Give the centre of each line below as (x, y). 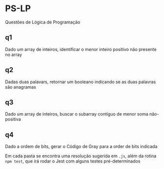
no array (13, 54)
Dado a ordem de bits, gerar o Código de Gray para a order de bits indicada (81, 146)
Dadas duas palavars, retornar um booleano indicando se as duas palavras (81, 82)
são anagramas (21, 87)
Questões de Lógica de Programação (43, 22)
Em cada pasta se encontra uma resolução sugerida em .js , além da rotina (81, 156)
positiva (13, 119)
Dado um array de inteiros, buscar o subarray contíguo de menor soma (77, 114)
